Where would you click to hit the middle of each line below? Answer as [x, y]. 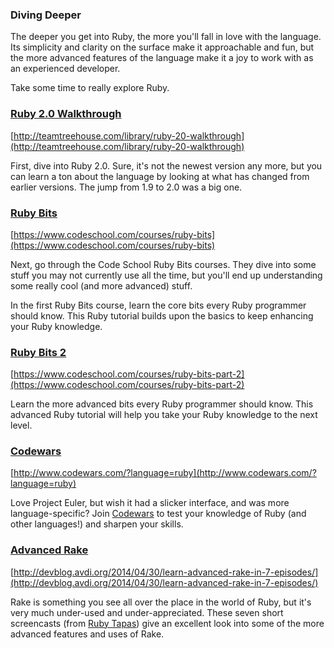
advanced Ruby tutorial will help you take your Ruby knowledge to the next [164, 415]
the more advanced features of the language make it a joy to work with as [162, 58]
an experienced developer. [65, 69]
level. [21, 425]
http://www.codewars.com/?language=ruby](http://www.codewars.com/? [165, 473]
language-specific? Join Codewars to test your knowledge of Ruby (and [158, 514]
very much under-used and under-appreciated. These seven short [147, 612]
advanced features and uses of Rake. [87, 634]
